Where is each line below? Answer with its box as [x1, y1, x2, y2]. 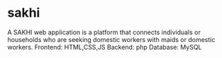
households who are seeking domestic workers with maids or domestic [7, 35, 216, 43]
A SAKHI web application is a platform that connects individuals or [7, 28, 201, 36]
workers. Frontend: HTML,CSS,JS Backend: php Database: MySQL [7, 43, 202, 51]
